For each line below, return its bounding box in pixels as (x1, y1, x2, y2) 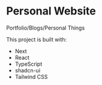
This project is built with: (6, 36, 67, 43)
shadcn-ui (14, 66, 41, 74)
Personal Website (6, 4, 96, 18)
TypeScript (14, 60, 43, 68)
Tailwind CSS (14, 73, 48, 80)
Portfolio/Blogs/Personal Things (6, 24, 85, 31)
